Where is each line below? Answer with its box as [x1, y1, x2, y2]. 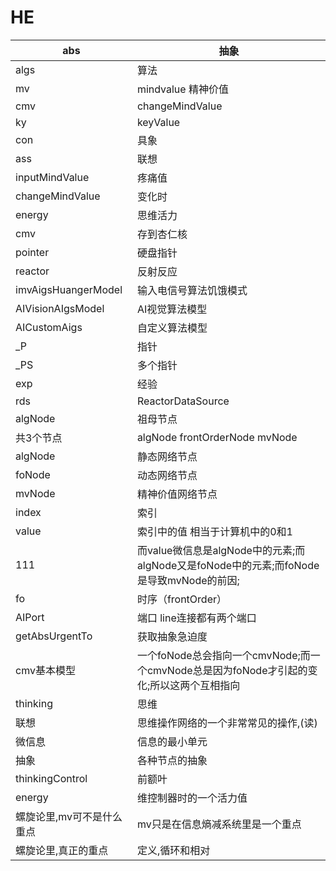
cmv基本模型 [15, 663, 76, 677]
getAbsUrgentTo [15, 629, 93, 643]
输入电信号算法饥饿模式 [136, 283, 248, 297]
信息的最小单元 [136, 734, 208, 748]
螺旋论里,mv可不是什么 [15, 809, 123, 823]
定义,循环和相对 [136, 843, 211, 857]
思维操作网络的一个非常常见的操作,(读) [136, 716, 318, 730]
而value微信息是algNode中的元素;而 [136, 543, 306, 557]
